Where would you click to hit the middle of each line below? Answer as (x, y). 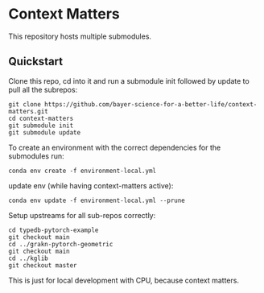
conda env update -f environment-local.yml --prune (97, 200)
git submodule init (41, 126)
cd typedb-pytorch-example (54, 230)
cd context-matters (41, 118)
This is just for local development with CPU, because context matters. (124, 280)
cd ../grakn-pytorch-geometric (61, 244)
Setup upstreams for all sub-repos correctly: (82, 215)
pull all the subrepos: (43, 89)
